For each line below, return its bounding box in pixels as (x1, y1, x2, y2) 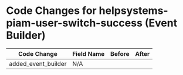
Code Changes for (6, 4, 97, 17)
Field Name (72, 49, 105, 58)
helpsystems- (99, 4, 168, 17)
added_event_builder (9, 59, 67, 67)
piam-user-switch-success (6, 16, 143, 30)
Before (110, 49, 130, 58)
